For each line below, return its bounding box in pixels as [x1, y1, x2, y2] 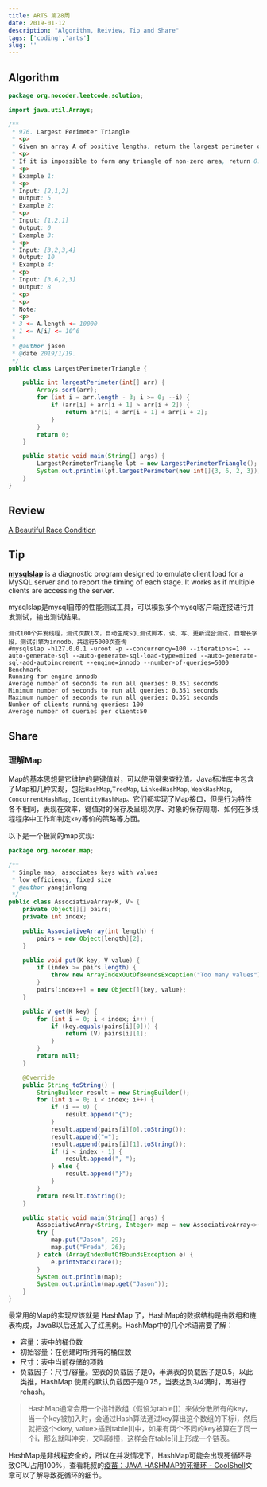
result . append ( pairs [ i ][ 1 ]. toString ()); [50, 1140, 187, 1148]
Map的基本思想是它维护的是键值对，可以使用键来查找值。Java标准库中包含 [8, 775, 254, 783]
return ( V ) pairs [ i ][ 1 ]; [64, 1030, 148, 1038]
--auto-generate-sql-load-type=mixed [72, 652, 197, 660]
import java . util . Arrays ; [8, 106, 94, 114]
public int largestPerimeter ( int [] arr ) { [22, 379, 165, 386]
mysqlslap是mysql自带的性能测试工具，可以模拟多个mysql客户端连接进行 [8, 602, 248, 612]
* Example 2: [11, 202, 56, 210]
